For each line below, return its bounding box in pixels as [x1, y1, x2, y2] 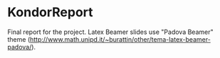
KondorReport [7, 4, 94, 21]
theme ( [7, 35, 31, 43]
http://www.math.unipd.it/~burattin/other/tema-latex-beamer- [29, 35, 211, 43]
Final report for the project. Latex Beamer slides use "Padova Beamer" [7, 28, 214, 36]
